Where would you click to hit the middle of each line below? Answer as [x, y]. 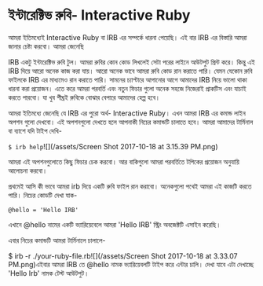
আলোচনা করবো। [28, 170]
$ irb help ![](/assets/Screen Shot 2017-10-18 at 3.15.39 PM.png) [113, 146]
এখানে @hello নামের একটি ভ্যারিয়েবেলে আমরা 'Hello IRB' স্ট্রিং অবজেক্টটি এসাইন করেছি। [115, 224]
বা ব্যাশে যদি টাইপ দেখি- [35, 130]
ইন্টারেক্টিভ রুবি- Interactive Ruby [99, 15]
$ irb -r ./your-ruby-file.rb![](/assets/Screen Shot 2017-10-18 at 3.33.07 [123, 256]
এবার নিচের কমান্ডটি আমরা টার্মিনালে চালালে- [57, 240]
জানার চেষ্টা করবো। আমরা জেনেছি [46, 46]
